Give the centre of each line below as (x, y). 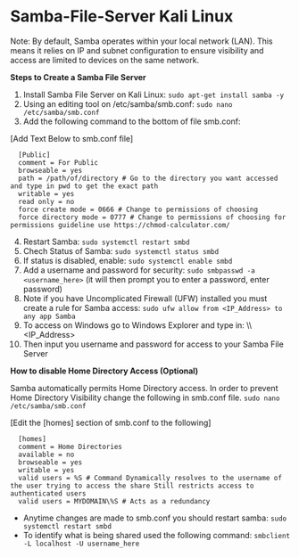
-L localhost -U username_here (81, 544)
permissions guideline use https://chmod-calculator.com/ (120, 225)
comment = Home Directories (71, 446)
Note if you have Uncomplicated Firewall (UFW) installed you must (145, 298)
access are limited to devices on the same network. (105, 60)
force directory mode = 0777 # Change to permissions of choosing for (152, 217)
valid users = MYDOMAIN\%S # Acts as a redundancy (114, 501)
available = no (46, 455)
